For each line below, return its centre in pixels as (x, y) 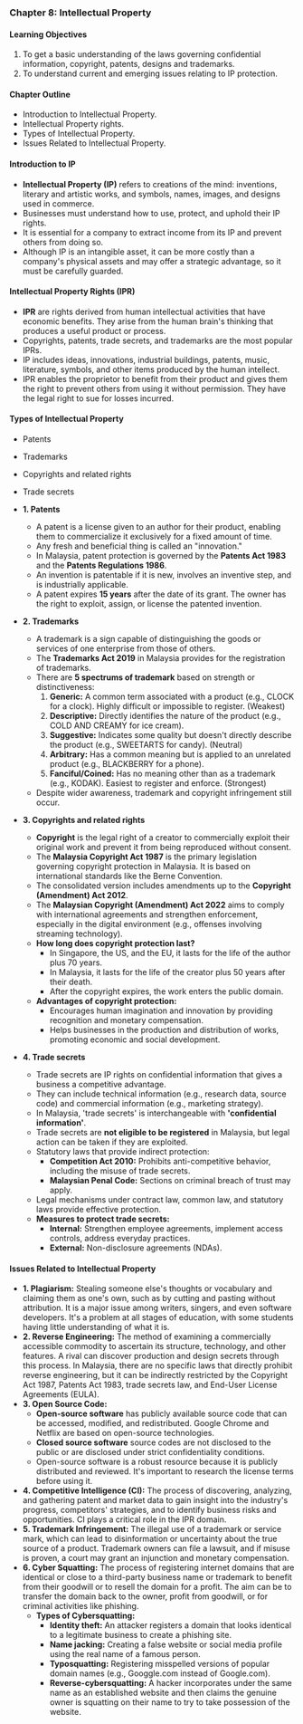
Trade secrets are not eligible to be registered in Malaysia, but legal (163, 1132)
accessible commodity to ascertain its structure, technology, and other (154, 1346)
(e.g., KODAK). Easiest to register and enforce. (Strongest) (158, 783)
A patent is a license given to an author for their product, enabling (158, 526)
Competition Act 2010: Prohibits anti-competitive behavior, (160, 1161)
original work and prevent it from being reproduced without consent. (163, 847)
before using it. (64, 1481)
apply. (61, 1190)
